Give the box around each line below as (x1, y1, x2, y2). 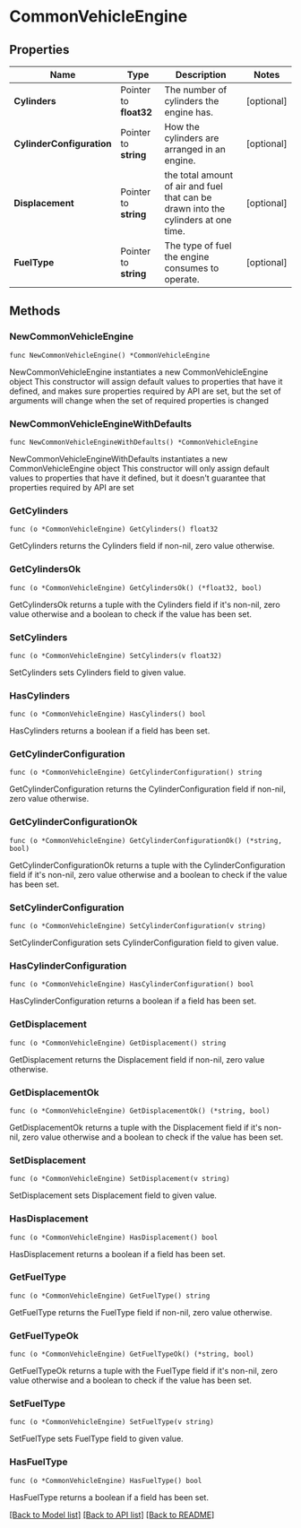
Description (175, 69, 227, 81)
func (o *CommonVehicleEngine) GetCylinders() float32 (9, 525, 219, 534)
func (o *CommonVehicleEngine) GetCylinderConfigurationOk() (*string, (9, 836, 282, 845)
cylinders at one (164, 213, 232, 226)
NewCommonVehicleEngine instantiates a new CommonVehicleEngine (9, 366, 269, 378)
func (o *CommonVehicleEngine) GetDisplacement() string (9, 1038, 227, 1047)
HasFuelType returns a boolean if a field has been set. (9, 1491, 209, 1503)
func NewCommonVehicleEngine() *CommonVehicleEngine (9, 351, 211, 360)
